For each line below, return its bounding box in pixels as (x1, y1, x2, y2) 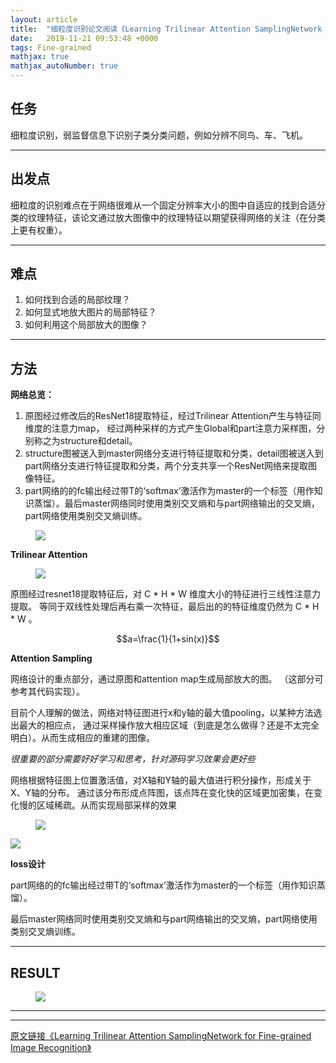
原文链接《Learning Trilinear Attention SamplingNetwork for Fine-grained (10, 1030, 312, 1042)
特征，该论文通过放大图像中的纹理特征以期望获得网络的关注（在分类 (44, 211, 326, 223)
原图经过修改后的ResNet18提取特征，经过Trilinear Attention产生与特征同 (24, 410, 322, 422)
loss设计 (10, 858, 47, 870)
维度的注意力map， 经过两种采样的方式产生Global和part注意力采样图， (24, 422, 317, 435)
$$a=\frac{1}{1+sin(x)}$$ (116, 633, 220, 645)
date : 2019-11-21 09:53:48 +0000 (10, 33, 159, 43)
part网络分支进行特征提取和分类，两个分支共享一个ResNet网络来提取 (24, 460, 309, 472)
